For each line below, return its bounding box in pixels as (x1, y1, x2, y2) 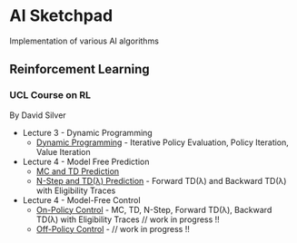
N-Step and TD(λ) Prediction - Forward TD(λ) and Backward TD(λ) (35, 175, 287, 186)
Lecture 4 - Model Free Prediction (22, 156, 150, 167)
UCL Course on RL (9, 89, 92, 102)
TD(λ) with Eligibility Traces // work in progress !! (35, 214, 220, 225)
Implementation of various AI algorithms (9, 35, 159, 46)
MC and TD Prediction (35, 165, 120, 177)
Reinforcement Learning (9, 62, 150, 77)
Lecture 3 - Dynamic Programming (22, 127, 153, 138)
